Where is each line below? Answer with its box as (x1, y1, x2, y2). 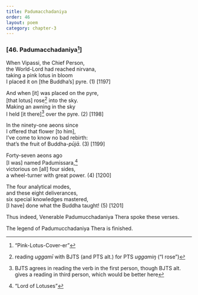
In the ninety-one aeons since (6, 122, 78, 129)
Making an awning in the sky (6, 103, 75, 110)
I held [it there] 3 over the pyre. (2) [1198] (6, 109, 104, 117)
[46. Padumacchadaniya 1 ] (6, 45, 82, 54)
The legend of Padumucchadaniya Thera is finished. (6, 225, 133, 232)
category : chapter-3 (6, 25, 57, 31)
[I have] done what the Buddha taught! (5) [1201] (6, 202, 124, 209)
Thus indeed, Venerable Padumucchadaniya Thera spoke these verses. (6, 213, 180, 220)
